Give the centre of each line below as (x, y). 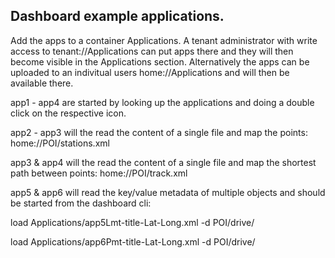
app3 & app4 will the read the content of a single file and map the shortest (163, 162)
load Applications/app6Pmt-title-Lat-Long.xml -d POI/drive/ (133, 241)
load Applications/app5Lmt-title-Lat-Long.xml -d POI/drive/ (132, 222)
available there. (42, 83)
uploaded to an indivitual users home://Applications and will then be (150, 72)
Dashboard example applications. (117, 16)
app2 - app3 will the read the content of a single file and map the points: (159, 132)
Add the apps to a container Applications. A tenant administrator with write (164, 40)
